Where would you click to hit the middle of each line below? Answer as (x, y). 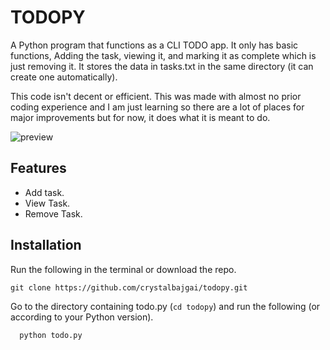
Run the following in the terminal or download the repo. (123, 269)
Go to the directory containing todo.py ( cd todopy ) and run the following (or (165, 306)
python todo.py (51, 335)
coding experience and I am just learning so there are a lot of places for (157, 107)
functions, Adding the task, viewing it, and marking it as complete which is (163, 55)
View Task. (47, 203)
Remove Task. (53, 213)
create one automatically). (64, 77)
